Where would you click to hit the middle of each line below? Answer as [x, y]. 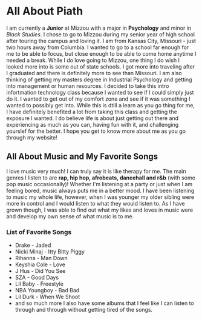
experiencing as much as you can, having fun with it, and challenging [93, 124]
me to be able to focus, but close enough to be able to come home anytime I [101, 53]
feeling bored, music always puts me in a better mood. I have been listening [100, 190]
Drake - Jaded [33, 245]
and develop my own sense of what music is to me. [70, 216]
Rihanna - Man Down [41, 258]
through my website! [32, 137]
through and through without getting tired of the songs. [84, 310]
